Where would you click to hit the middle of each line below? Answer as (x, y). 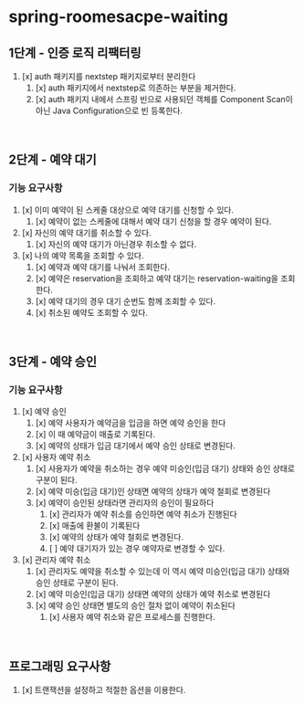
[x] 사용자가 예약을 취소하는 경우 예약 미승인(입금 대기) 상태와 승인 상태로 (165, 468)
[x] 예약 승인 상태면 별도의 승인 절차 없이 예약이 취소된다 (136, 605)
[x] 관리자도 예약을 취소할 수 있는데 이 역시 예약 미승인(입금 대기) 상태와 (162, 572)
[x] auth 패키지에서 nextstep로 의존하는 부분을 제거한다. (136, 88)
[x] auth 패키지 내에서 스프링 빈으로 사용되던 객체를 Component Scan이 (164, 99)
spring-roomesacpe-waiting (119, 17)
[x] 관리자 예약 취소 (56, 560)
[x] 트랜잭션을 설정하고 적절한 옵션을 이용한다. (104, 690)
